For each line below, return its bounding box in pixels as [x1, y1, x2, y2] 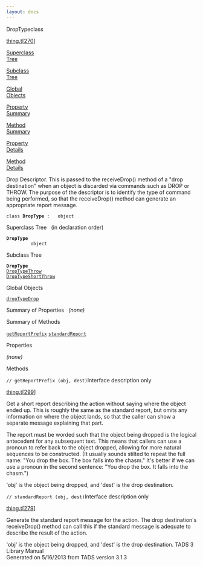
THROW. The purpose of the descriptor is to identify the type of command [6, 188, 192, 196]
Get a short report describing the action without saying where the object [6, 400, 186, 407]
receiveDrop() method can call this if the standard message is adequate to [6, 523, 192, 530]
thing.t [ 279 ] [6, 504, 36, 512]
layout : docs [6, 8, 39, 15]
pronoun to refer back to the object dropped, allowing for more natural [6, 443, 181, 451]
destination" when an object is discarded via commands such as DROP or [6, 182, 190, 189]
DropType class [6, 25, 43, 33]
